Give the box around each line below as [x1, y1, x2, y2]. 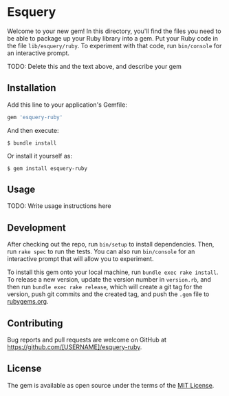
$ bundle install [7, 139, 57, 147]
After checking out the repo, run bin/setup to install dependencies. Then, [7, 240, 215, 249]
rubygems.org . [7, 298, 49, 306]
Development [7, 222, 67, 233]
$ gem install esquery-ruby [7, 165, 88, 172]
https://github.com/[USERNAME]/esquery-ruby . [7, 343, 142, 351]
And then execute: [7, 126, 59, 134]
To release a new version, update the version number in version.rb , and [7, 275, 212, 284]
